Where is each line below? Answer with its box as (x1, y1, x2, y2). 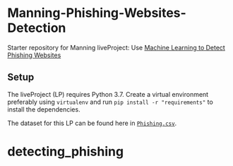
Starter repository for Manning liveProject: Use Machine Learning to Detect (7, 43, 226, 52)
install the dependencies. (7, 105, 80, 114)
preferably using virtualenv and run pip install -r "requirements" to (7, 97, 213, 106)
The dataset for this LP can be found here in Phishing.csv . (7, 119, 177, 127)
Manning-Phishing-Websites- (7, 5, 187, 21)
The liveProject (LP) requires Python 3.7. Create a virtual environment (7, 90, 209, 98)
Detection (7, 20, 66, 36)
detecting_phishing (7, 143, 124, 160)
